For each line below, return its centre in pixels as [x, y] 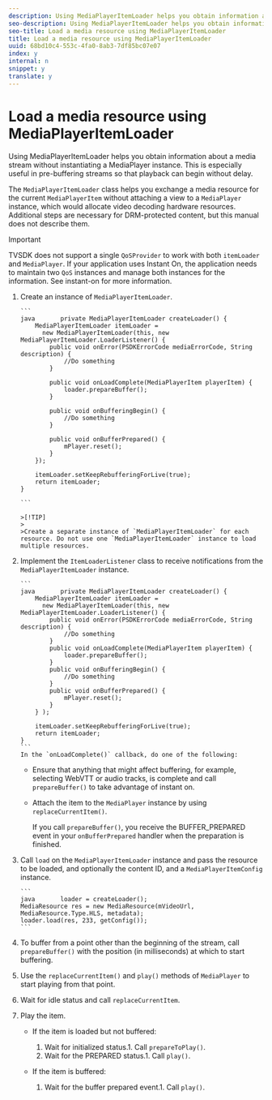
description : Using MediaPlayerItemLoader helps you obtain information [134, 16]
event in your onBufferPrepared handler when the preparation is [138, 836]
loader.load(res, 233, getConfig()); [84, 920]
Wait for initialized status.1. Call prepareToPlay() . [125, 1046]
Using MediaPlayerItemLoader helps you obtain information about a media [132, 156]
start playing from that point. [68, 984]
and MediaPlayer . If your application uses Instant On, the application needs [133, 264]
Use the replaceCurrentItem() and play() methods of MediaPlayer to [134, 975]
